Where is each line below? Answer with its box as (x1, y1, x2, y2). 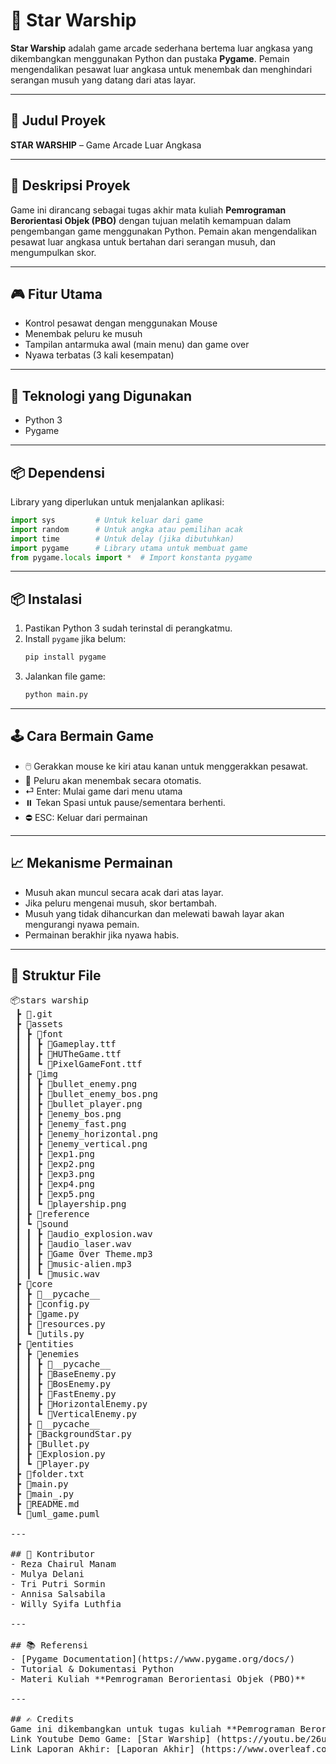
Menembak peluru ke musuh (24, 328, 143, 340)
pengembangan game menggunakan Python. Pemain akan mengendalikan (10, 225, 317, 237)
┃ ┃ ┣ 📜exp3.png (15, 1169, 95, 1180)
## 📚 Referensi (10, 1640, 89, 1651)
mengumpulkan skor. (10, 246, 97, 258)
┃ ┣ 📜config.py (15, 1299, 90, 1310)
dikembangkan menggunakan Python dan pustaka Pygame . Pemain (10, 52, 290, 64)
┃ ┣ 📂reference (15, 1209, 90, 1220)
